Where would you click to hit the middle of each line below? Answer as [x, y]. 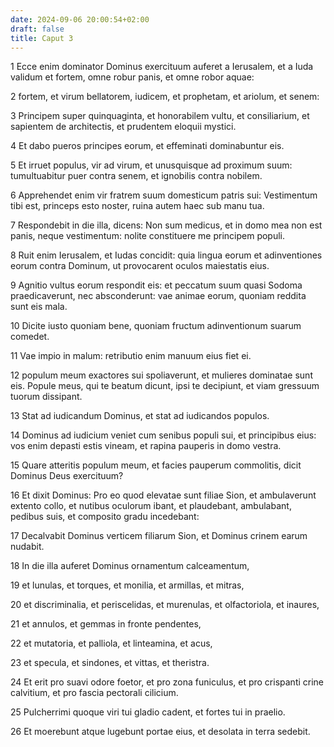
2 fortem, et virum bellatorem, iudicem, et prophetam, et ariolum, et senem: [165, 97]
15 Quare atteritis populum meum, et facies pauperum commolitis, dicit [156, 465]
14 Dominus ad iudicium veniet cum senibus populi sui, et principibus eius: [163, 435]
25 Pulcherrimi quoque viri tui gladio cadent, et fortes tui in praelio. [148, 712]
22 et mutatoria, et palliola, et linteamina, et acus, [111, 643]
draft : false [37, 29]
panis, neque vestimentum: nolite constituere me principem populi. [148, 236]
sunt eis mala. [39, 307]
